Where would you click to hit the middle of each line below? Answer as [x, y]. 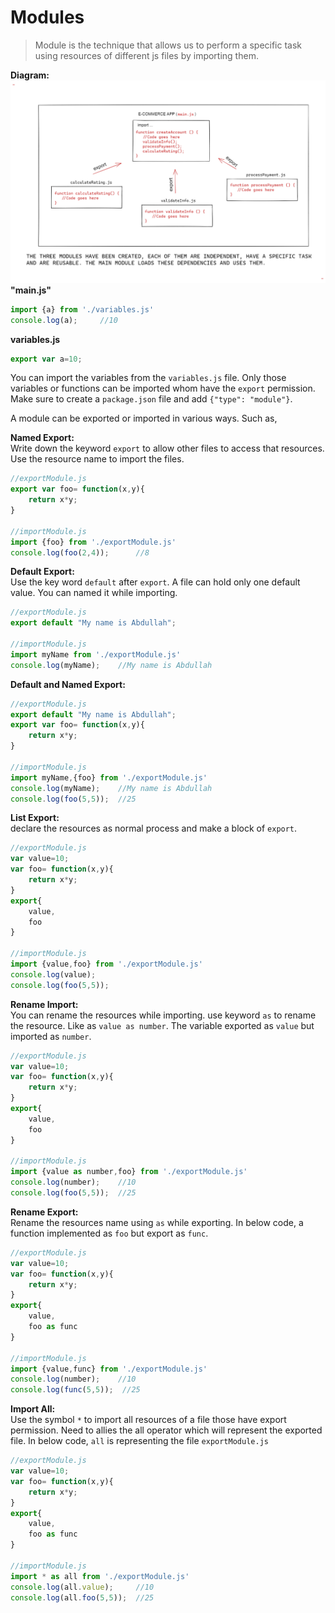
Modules [47, 17]
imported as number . [51, 1036]
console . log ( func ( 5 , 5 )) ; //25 [75, 1390]
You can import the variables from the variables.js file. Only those [148, 378]
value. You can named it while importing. [94, 593]
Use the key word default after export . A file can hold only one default [155, 582]
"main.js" [31, 290]
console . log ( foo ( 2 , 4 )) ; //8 [80, 552]
